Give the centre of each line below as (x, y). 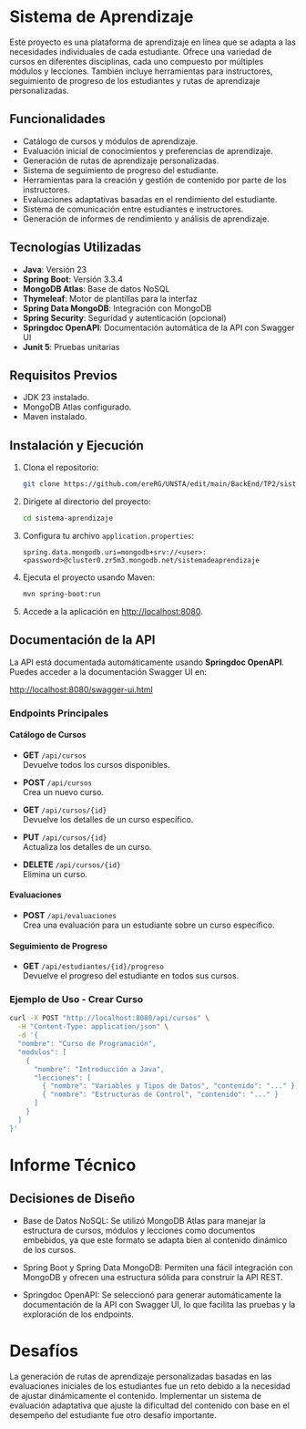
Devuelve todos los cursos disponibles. (96, 764)
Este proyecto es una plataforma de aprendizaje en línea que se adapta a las (153, 42)
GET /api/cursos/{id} (65, 810)
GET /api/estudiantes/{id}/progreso (93, 966)
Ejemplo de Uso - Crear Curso (76, 999)
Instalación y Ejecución (76, 445)
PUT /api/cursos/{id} (65, 837)
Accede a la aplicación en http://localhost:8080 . (112, 611)
